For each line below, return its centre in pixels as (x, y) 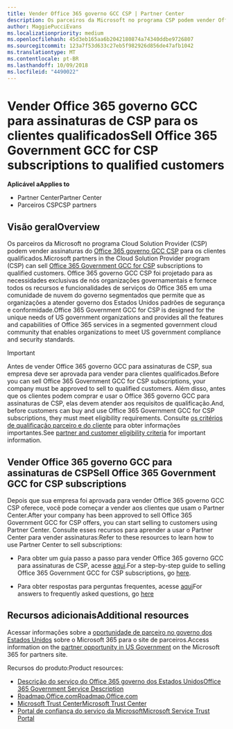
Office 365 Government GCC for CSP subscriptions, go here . (104, 573)
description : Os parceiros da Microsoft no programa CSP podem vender (111, 20)
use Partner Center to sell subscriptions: (65, 545)
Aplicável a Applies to (38, 184)
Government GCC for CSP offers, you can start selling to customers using (112, 523)
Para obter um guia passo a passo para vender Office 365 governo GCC (120, 558)
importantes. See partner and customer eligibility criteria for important (106, 433)
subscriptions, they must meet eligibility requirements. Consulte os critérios (115, 418)
